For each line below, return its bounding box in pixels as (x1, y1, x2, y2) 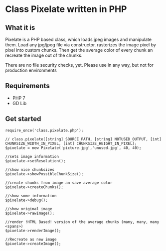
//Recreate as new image (5, 237, 57, 242)
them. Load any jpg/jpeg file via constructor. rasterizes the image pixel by (5, 42, 156, 48)
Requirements (5, 82, 50, 90)
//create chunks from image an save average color (5, 180, 113, 185)
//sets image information (5, 154, 59, 159)
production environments (5, 67, 57, 73)
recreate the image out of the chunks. (5, 52, 83, 58)
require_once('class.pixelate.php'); (5, 128, 84, 133)
